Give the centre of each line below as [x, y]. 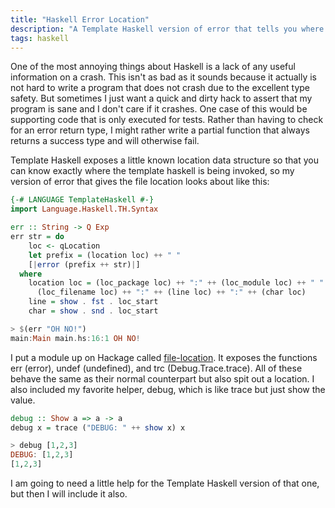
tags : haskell [40, 38]
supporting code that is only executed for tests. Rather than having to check [167, 120]
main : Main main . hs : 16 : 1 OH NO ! [75, 338]
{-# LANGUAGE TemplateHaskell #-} [82, 200]
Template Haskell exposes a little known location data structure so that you [164, 160]
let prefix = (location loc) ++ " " [105, 255]
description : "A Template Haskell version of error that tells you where [167, 29]
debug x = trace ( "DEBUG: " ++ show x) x [98, 427]
